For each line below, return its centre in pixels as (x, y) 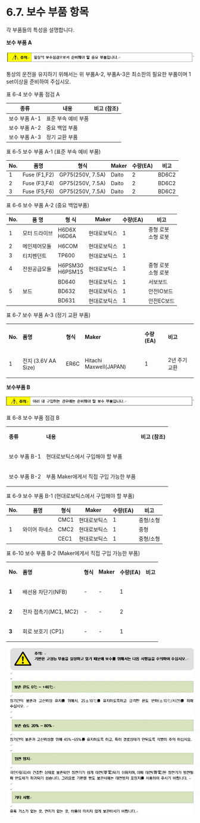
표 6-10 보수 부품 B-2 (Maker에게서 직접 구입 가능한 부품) (73, 553)
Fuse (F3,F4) (39, 183)
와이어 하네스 (38, 529)
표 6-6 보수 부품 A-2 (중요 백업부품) (48, 205)
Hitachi (93, 360)
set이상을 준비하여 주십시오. (39, 82)
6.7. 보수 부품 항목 (48, 12)
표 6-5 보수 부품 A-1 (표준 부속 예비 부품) (54, 151)
